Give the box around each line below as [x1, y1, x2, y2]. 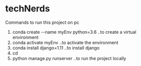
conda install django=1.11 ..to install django [12, 45, 100, 51]
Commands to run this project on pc [5, 19, 79, 25]
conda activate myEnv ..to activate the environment [12, 39, 118, 45]
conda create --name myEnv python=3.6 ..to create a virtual [12, 29, 136, 35]
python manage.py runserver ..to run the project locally [12, 55, 126, 61]
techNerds [5, 3, 50, 14]
